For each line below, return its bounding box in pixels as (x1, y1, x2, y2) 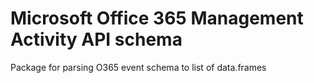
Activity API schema (10, 28, 183, 51)
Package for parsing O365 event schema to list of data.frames (10, 61, 267, 73)
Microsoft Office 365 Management (10, 7, 304, 30)
